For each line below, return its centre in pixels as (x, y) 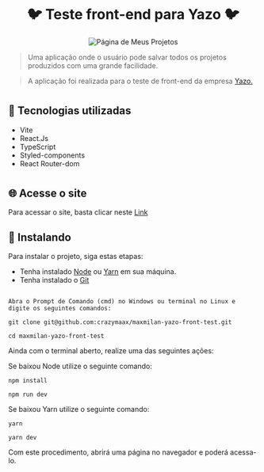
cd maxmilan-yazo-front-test (56, 336)
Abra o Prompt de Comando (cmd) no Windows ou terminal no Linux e (122, 301)
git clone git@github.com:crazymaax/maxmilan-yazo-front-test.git (120, 322)
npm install (28, 380)
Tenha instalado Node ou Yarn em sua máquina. (98, 271)
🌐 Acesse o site (48, 193)
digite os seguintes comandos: (60, 308)
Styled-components (52, 155)
